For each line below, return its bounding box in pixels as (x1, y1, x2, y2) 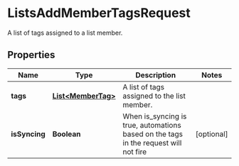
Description (134, 70, 176, 79)
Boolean (52, 129, 81, 139)
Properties (7, 49, 55, 61)
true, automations (122, 120, 181, 130)
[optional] (195, 129, 228, 139)
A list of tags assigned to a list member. (7, 28, 123, 37)
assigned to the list (122, 91, 186, 101)
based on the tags (122, 129, 184, 139)
